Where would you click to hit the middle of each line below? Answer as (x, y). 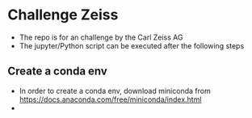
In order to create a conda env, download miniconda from (115, 91)
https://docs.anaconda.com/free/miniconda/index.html (110, 99)
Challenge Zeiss (63, 15)
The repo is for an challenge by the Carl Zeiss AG (101, 37)
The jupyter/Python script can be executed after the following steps (132, 45)
